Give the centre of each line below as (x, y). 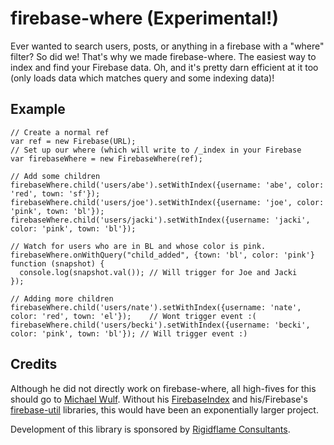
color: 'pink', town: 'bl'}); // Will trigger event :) (129, 333)
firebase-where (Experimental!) (145, 18)
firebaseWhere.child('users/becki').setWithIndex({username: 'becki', (160, 325)
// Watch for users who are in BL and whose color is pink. (138, 246)
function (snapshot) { (57, 263)
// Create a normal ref (60, 132)
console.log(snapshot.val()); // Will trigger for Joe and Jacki (158, 272)
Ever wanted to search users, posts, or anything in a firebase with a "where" (167, 46)
